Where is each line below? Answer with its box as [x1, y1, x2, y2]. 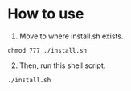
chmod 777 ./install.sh [7, 46, 88, 54]
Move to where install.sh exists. [18, 31, 124, 41]
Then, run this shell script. [18, 61, 106, 70]
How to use [7, 5, 84, 23]
